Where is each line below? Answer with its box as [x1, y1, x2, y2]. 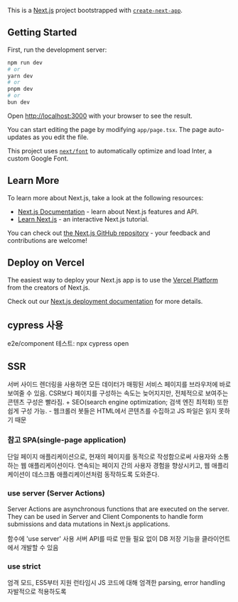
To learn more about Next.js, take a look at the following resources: [7, 193, 204, 202]
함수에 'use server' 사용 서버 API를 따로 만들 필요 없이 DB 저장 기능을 [7, 534, 200, 542]
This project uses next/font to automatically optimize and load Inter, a [7, 146, 212, 155]
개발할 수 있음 [20, 543, 59, 552]
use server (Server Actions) [7, 488, 105, 498]
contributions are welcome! [7, 236, 87, 244]
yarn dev [7, 72, 33, 80]
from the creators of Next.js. [7, 283, 90, 292]
